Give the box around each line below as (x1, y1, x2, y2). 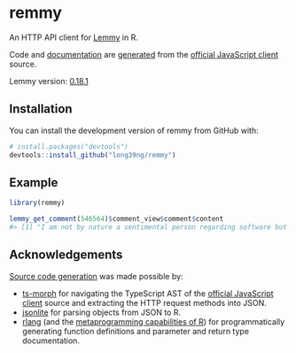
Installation (9, 101, 73, 117)
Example (9, 175, 58, 190)
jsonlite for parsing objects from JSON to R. (21, 307, 182, 318)
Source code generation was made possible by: (9, 271, 183, 281)
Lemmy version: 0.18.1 (9, 75, 89, 86)
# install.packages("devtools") (9, 142, 129, 151)
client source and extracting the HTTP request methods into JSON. (21, 297, 268, 308)
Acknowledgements (9, 247, 123, 263)
